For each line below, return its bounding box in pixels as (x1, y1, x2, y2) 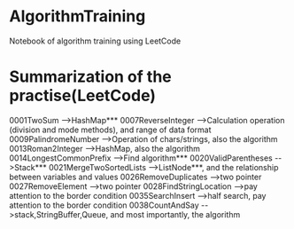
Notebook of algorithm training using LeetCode (9, 36, 182, 46)
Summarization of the (9, 67, 172, 87)
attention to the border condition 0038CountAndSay (9, 200, 199, 210)
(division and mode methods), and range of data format (9, 124, 212, 135)
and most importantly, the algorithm (110, 209, 241, 219)
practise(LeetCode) (9, 86, 157, 106)
